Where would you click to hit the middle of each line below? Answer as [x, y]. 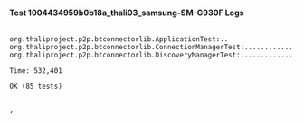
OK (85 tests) [36, 87]
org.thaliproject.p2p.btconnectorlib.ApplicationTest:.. [119, 40]
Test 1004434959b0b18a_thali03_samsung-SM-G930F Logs [127, 13]
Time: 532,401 [36, 71]
